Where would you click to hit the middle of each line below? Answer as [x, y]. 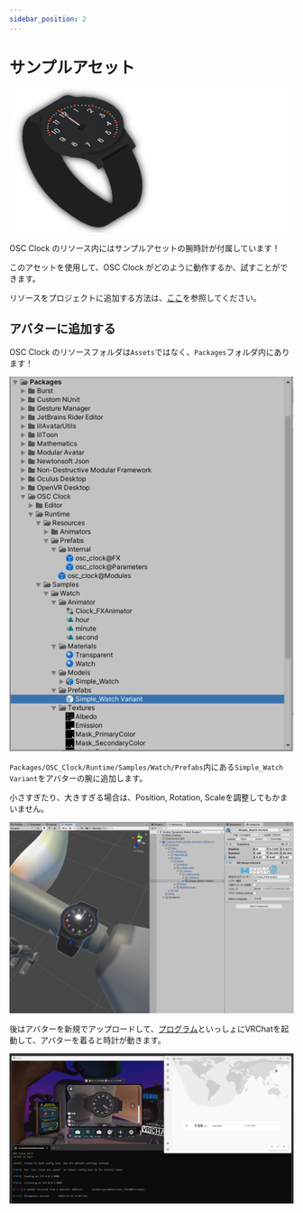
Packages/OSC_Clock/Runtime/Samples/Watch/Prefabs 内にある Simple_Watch [147, 767]
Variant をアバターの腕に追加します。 [78, 779]
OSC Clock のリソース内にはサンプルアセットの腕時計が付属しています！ [145, 247]
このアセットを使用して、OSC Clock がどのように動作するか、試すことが [145, 267]
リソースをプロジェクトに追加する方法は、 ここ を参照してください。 [135, 297]
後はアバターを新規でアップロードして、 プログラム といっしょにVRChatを [145, 1029]
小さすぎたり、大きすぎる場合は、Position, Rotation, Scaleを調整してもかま [149, 798]
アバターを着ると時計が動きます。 [103, 1040]
